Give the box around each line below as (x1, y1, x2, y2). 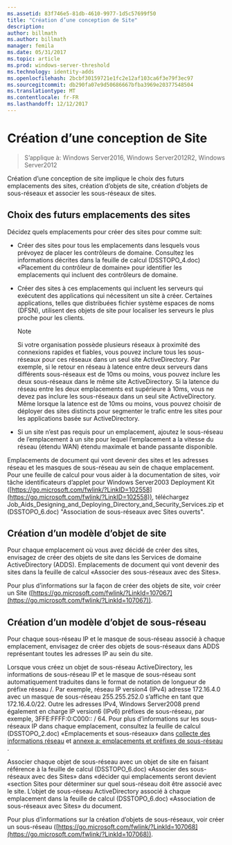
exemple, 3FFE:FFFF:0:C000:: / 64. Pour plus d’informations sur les (7, 714, 199, 723)
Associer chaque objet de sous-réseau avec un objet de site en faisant (7, 758, 209, 766)
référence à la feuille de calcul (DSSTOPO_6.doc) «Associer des (7, 765, 189, 773)
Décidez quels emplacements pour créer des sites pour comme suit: (7, 227, 202, 236)
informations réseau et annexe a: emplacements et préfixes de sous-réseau (7, 737, 223, 745)
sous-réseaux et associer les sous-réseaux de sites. (7, 189, 157, 197)
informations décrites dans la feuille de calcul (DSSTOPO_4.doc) (17, 256, 201, 264)
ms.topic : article (7, 56, 60, 62)
